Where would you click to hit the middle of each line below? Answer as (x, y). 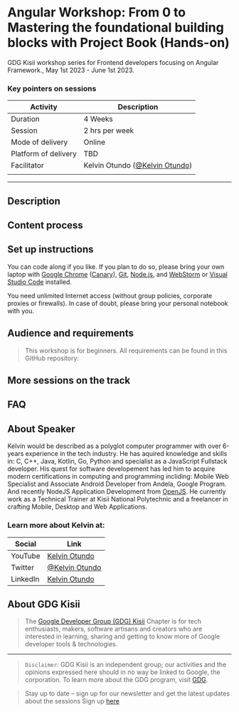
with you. (21, 310)
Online (94, 142)
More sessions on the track (69, 381)
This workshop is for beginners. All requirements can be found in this (126, 350)
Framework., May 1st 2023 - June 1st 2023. (71, 70)
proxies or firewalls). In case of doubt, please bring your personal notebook (118, 303)
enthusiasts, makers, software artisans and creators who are (113, 629)
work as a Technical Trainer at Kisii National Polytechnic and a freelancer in (118, 499)
